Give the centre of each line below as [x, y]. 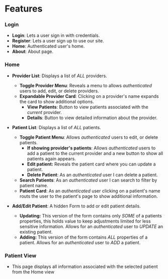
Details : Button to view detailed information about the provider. [92, 118]
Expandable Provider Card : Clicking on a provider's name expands [89, 96]
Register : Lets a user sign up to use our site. [58, 41]
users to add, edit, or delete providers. [59, 91]
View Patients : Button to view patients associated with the [88, 107]
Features [24, 9]
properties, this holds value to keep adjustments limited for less [85, 221]
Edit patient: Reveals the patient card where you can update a [92, 164]
